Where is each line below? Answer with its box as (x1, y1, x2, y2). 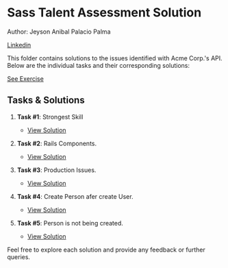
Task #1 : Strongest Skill (16, 112, 84, 121)
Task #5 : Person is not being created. (16, 219, 123, 227)
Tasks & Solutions (7, 95, 85, 106)
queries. (7, 252, 31, 261)
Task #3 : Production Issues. (16, 166, 97, 174)
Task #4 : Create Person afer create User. (16, 192, 134, 200)
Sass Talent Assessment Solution (7, 5, 202, 21)
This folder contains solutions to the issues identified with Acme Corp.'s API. (7, 53, 223, 62)
